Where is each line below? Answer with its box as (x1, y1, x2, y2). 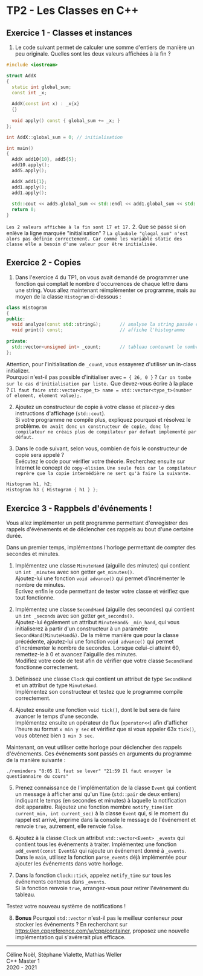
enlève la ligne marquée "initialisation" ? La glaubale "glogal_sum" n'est (6, 230, 188, 236)
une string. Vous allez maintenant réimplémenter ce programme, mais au (14, 286, 196, 294)
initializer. (6, 367, 30, 374)
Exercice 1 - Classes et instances (6, 28, 133, 38)
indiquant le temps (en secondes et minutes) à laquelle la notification (14, 797, 187, 804)
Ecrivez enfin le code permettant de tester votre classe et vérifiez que (14, 587, 189, 595)
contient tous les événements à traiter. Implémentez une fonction (14, 841, 177, 848)
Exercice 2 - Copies (6, 257, 82, 268)
